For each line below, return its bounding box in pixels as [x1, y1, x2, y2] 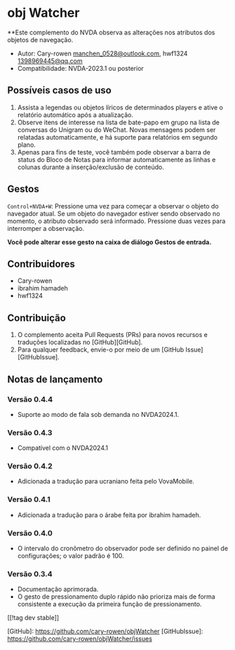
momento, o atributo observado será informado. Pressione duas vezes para [7, 216, 226, 225]
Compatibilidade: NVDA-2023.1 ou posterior [17, 64, 144, 72]
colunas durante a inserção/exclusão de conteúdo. [17, 163, 165, 171]
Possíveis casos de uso [7, 84, 112, 96]
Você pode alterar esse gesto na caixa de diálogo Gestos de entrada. [7, 237, 212, 246]
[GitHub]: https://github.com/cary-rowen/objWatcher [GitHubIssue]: [7, 627, 203, 636]
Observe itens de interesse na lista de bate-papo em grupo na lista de [17, 118, 220, 126]
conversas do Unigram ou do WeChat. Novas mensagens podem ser [17, 125, 216, 134]
